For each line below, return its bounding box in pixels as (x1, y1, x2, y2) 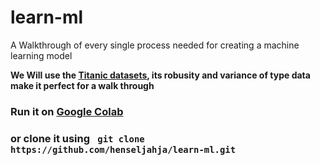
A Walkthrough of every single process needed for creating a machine (10, 39, 300, 51)
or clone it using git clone (10, 131, 145, 145)
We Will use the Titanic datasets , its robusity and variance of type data (10, 69, 311, 81)
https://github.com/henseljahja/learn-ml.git (10, 144, 237, 155)
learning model (10, 49, 73, 61)
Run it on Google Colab (10, 104, 124, 118)
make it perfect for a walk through (10, 79, 155, 91)
